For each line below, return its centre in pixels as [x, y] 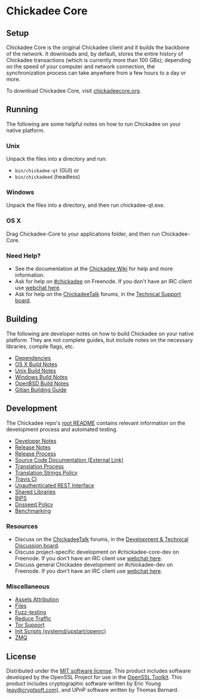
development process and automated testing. [62, 429]
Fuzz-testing [30, 612]
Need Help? [24, 255]
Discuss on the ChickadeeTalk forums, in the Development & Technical [102, 539]
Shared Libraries [35, 492]
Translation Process [39, 466]
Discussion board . [37, 545]
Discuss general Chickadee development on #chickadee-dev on [94, 564]
